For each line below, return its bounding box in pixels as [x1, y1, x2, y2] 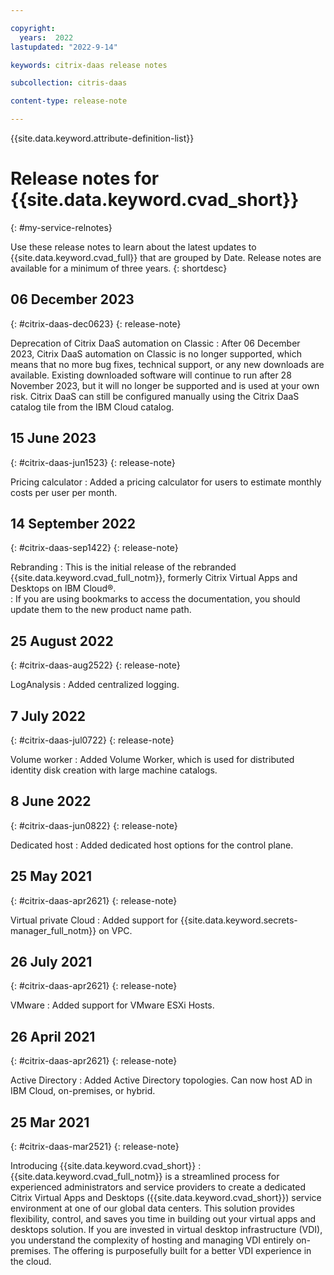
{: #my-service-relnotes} [10, 221, 113, 233]
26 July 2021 [10, 954, 93, 971]
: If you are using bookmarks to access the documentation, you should [10, 593, 301, 605]
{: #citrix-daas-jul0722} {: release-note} [10, 734, 175, 746]
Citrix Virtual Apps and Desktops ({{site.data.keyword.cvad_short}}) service [10, 1192, 322, 1204]
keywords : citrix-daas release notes [10, 60, 168, 70]
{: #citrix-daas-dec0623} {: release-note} [10, 317, 182, 330]
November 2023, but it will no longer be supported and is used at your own [10, 379, 320, 391]
